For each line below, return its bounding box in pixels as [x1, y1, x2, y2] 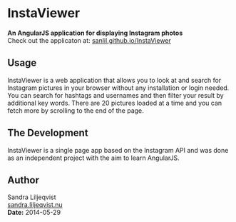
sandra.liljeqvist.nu [7, 201, 63, 209]
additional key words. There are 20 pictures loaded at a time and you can [7, 99, 222, 107]
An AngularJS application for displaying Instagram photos [7, 29, 183, 37]
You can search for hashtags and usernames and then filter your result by [7, 91, 224, 99]
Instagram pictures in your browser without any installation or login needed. [7, 84, 230, 92]
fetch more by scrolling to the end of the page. [7, 106, 144, 115]
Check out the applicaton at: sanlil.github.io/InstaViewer [7, 36, 171, 44]
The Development [7, 127, 88, 139]
